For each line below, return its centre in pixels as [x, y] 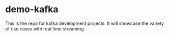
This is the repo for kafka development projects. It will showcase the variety [85, 23]
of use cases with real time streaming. [45, 28]
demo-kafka [32, 9]
